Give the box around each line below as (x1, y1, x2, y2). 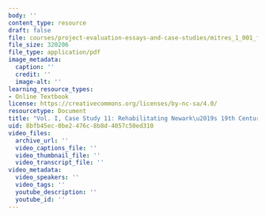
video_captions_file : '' (15, 144, 97, 152)
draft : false (8, 26, 51, 34)
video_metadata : (8, 166, 62, 174)
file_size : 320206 (8, 41, 69, 49)
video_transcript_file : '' (15, 159, 104, 167)
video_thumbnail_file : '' (15, 151, 101, 159)
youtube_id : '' (15, 195, 66, 203)
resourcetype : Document (8, 108, 87, 116)
